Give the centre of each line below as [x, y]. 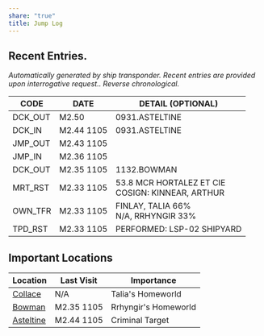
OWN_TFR [32, 211]
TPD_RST [30, 229]
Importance [153, 280]
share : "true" [32, 16]
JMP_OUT [31, 143]
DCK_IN [27, 131]
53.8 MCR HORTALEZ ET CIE [171, 183]
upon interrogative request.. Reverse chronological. [94, 84]
